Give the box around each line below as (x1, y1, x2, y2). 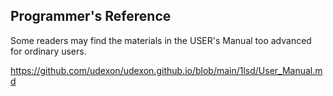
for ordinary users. (10, 45, 87, 57)
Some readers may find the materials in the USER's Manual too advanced (10, 34, 312, 46)
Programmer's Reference (10, 8, 172, 25)
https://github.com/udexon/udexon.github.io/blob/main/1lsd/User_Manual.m (10, 64, 323, 76)
